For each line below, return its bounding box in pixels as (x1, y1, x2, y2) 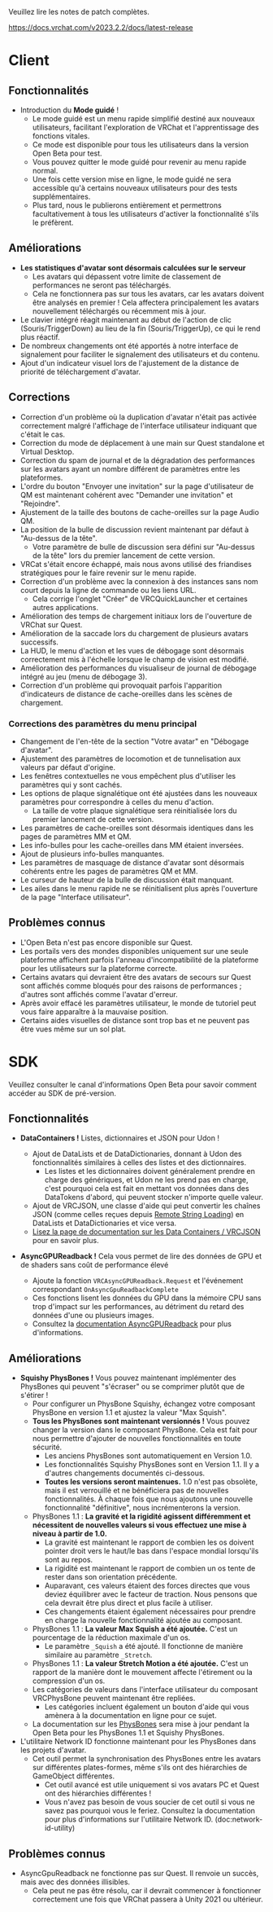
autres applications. (32, 602, 99, 612)
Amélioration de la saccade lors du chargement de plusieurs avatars (19, 628, 249, 638)
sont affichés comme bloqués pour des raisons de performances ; (19, 981, 242, 991)
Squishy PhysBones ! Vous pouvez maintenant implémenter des (19, 1373, 237, 1383)
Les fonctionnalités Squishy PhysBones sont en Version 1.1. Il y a (44, 1460, 260, 1470)
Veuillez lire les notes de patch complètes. (8, 7, 150, 16)
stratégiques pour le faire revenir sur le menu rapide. (19, 568, 197, 578)
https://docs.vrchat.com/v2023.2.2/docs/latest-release (8, 23, 193, 32)
